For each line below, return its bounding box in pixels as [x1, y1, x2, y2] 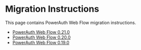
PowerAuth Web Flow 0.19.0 [12, 39, 70, 45]
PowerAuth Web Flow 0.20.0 [12, 34, 71, 40]
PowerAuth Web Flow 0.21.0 [12, 29, 70, 35]
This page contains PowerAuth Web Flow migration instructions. [5, 20, 137, 25]
